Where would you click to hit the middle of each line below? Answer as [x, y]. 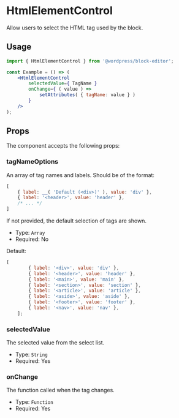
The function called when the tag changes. [60, 390]
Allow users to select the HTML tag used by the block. [75, 28]
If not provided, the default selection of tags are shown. [77, 221]
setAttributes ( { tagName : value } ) [87, 95]
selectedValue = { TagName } [63, 83]
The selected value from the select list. [55, 343]
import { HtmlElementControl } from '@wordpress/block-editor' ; [90, 61]
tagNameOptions [32, 162]
